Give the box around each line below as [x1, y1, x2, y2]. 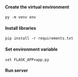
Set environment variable [5, 47, 58, 52]
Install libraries [5, 25, 36, 31]
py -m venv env [5, 15, 36, 20]
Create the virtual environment [5, 4, 70, 10]
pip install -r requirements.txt [5, 36, 74, 41]
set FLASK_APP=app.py [5, 57, 50, 62]
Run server [5, 68, 28, 74]
